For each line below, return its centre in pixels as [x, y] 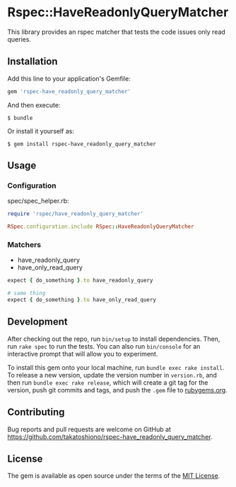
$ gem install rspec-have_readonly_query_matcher [82, 144]
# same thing [26, 294]
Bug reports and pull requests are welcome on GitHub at [89, 429]
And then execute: [34, 105]
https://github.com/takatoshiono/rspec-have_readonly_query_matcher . [110, 437]
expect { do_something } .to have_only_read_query [82, 300]
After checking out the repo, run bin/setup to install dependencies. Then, [114, 339]
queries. [19, 39]
